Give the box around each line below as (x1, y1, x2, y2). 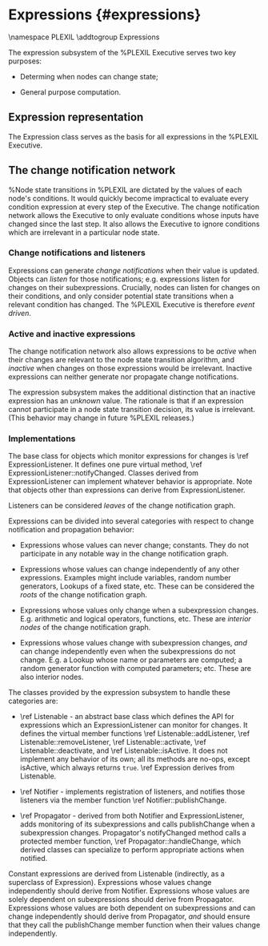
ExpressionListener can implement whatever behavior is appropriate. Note (8, 477, 253, 487)
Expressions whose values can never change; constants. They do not (19, 540, 250, 550)
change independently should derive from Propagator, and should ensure (8, 912, 250, 921)
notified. (19, 854, 48, 863)
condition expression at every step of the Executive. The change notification (8, 202, 260, 212)
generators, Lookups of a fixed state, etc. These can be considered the (19, 581, 254, 591)
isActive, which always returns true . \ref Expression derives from (19, 763, 235, 773)
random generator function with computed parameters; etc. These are (19, 664, 252, 673)
